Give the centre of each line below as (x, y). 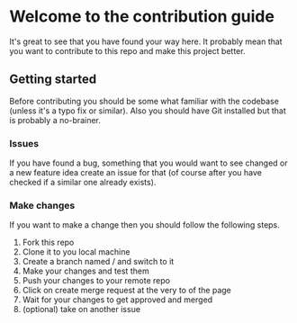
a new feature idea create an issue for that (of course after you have (136, 173)
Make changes (42, 205)
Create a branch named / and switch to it (98, 262)
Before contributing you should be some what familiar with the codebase (144, 101)
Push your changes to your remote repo (96, 281)
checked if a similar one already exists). (83, 183)
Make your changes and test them (86, 271)
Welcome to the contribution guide (142, 17)
